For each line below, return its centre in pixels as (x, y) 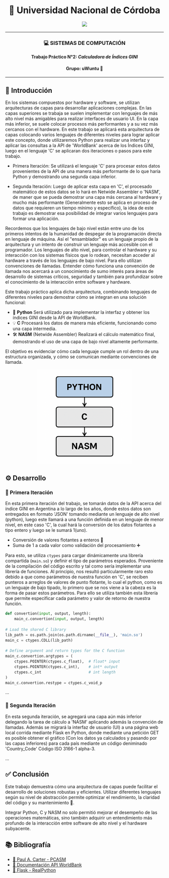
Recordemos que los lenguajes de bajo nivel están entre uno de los (75, 229)
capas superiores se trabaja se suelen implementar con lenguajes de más (81, 114)
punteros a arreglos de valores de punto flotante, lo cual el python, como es (84, 582)
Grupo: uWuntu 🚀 (84, 69)
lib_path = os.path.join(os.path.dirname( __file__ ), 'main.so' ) (74, 635)
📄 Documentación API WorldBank (47, 865)
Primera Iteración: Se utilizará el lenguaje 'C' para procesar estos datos (86, 166)
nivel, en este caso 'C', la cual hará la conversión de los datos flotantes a (80, 525)
